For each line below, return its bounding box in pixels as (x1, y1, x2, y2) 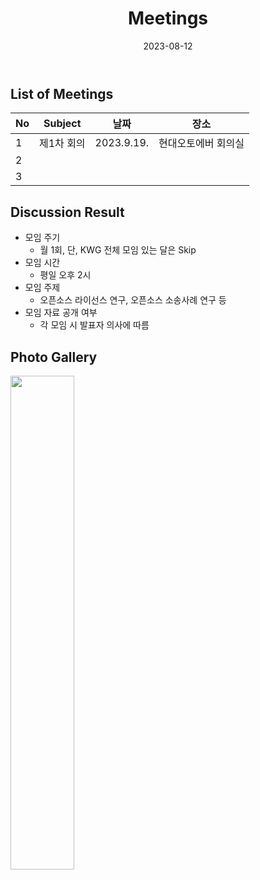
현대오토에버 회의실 (158, 137, 245, 151)
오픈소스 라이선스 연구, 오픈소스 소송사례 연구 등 (39, 294, 227, 306)
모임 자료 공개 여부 (24, 307, 98, 319)
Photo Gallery (10, 348, 98, 366)
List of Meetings (10, 85, 114, 102)
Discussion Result (10, 203, 125, 221)
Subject (43, 117, 82, 131)
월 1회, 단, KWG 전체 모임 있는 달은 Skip (39, 244, 197, 256)
